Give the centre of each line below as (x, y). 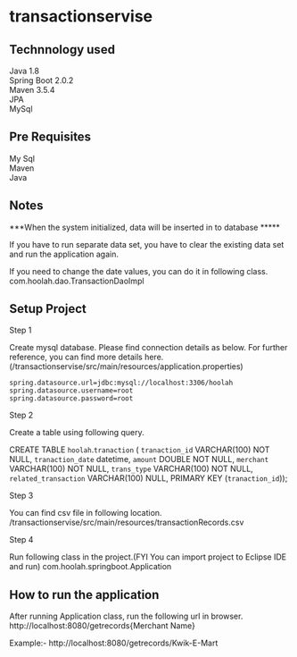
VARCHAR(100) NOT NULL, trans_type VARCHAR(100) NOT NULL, (132, 469)
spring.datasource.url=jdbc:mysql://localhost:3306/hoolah (121, 383)
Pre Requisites (50, 137)
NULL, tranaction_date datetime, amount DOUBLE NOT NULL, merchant (139, 459)
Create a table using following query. (77, 433)
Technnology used (62, 50)
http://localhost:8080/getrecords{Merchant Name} (103, 626)
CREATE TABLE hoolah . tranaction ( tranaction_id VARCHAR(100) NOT (140, 450)
